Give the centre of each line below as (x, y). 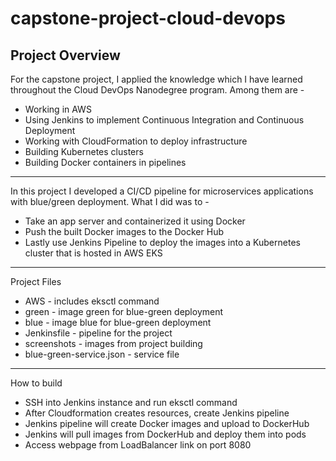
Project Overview (65, 55)
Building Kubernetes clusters (84, 151)
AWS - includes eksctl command (92, 301)
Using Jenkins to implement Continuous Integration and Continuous (164, 120)
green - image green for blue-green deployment (124, 311)
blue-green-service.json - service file (102, 354)
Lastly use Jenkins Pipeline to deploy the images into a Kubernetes (162, 242)
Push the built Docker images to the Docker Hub (124, 231)
